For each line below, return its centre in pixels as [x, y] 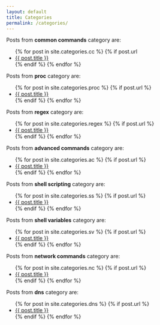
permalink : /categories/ [37, 23]
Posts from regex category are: [45, 112]
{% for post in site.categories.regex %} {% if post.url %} [84, 124]
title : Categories [29, 17]
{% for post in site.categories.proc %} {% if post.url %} [83, 88]
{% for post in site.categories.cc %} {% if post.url [76, 52]
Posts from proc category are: [43, 76]
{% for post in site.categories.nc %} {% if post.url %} [81, 268]
